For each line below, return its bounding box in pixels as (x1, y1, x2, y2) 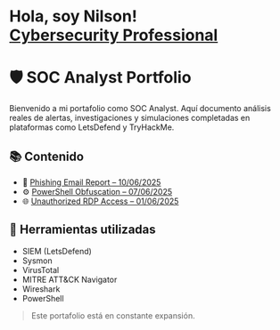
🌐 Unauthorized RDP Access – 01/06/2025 (21, 196, 179, 206)
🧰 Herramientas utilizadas (9, 222, 156, 237)
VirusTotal (21, 264, 60, 275)
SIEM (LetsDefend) (21, 245, 92, 256)
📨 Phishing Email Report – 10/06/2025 (21, 176, 161, 188)
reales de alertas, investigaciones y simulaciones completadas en (9, 113, 251, 124)
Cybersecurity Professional (9, 25, 218, 45)
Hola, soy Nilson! (9, 6, 138, 27)
